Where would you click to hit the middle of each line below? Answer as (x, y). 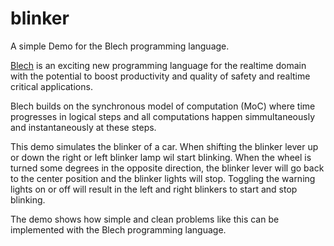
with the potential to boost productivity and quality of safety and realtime (160, 76)
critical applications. (51, 86)
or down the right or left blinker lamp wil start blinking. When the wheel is (161, 157)
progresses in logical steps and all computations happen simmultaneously (163, 116)
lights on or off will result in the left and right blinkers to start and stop (154, 189)
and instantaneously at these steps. (83, 127)
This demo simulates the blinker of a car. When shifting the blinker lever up (164, 146)
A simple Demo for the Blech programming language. (120, 46)
